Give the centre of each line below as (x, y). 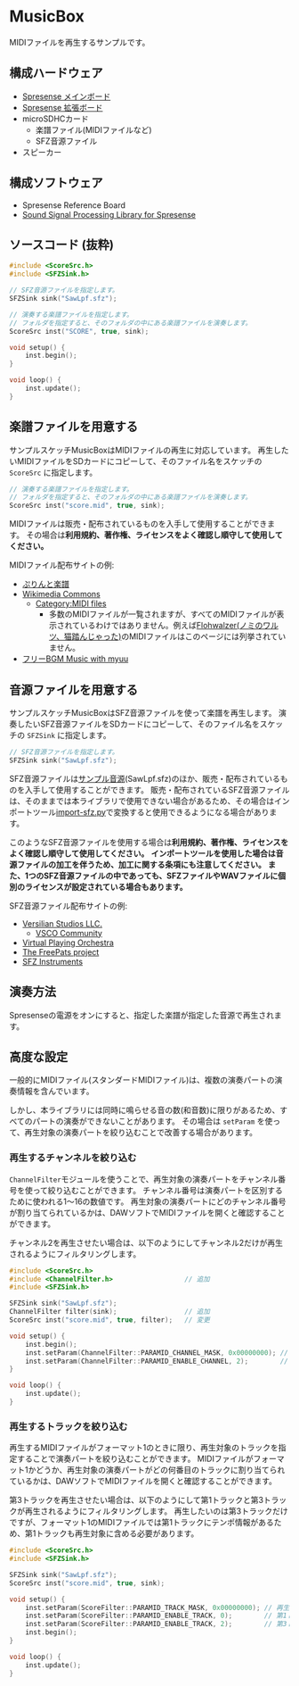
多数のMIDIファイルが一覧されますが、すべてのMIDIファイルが (163, 614)
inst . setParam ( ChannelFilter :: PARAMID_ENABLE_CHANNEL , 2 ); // (157, 1361)
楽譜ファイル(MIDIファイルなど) (94, 129)
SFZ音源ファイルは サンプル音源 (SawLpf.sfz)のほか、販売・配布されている (145, 778)
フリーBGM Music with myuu (75, 659)
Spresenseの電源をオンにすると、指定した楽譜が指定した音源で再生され (141, 1015)
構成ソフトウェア (56, 183)
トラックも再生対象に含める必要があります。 (117, 1533)
